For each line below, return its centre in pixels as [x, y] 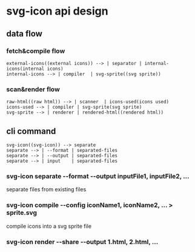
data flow [24, 34]
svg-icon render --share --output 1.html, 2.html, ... [82, 242]
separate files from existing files [46, 189]
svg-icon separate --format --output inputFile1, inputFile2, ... [98, 176]
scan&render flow [33, 89]
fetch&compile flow [36, 51]
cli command [31, 131]
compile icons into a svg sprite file [49, 226]
